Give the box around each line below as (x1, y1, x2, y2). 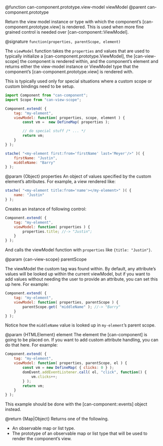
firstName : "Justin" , (14, 156, 57, 161)
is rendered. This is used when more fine (61, 24, 144, 30)
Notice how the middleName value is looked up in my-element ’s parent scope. (5, 322, 156, 328)
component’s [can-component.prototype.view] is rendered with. (5, 69, 134, 75)
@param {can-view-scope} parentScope (5, 256, 87, 263)
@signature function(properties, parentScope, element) (5, 39, 121, 44)
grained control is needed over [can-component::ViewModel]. (5, 29, 129, 35)
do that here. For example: (5, 342, 58, 348)
